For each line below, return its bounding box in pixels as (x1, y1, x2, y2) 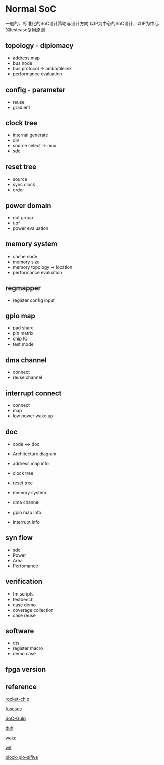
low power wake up (12, 413, 53, 419)
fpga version (5, 665, 46, 674)
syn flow (5, 534, 33, 542)
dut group (12, 215, 34, 220)
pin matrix (12, 330, 34, 336)
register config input (12, 297, 55, 303)
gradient (12, 104, 30, 110)
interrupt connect (5, 389, 62, 397)
